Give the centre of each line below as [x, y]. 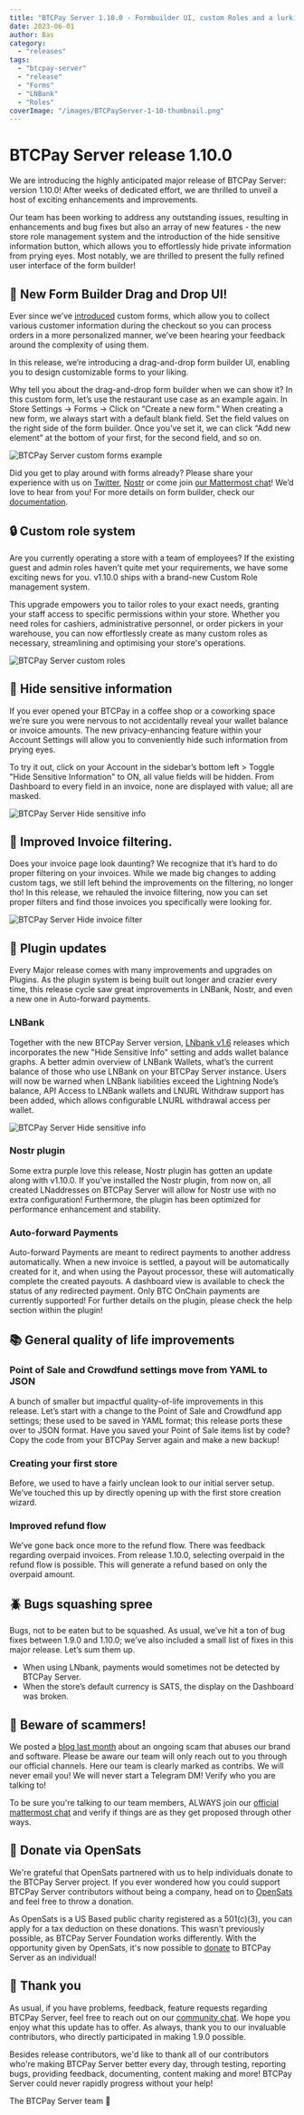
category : [28, 43]
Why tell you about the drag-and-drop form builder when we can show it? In [151, 390]
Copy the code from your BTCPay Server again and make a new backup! [144, 1439]
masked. [25, 795]
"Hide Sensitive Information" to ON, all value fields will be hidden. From [142, 776]
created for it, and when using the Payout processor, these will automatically [152, 1272]
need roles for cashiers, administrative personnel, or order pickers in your [147, 623]
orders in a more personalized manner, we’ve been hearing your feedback [147, 335]
